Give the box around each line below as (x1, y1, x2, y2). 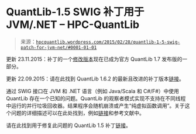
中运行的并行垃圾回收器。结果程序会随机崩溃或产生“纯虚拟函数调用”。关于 (6, 102, 185, 109)
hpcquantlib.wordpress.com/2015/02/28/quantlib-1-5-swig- (36, 39, 180, 45)
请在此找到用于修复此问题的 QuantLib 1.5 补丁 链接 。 (6, 122, 132, 129)
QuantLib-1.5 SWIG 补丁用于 (6, 5, 145, 19)
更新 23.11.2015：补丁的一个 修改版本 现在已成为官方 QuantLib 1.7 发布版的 (6, 55, 183, 62)
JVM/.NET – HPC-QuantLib (6, 18, 139, 31)
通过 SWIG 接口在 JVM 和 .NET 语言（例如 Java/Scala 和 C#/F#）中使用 (6, 87, 180, 94)
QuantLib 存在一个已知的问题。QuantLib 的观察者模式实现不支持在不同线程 (6, 94, 186, 102)
